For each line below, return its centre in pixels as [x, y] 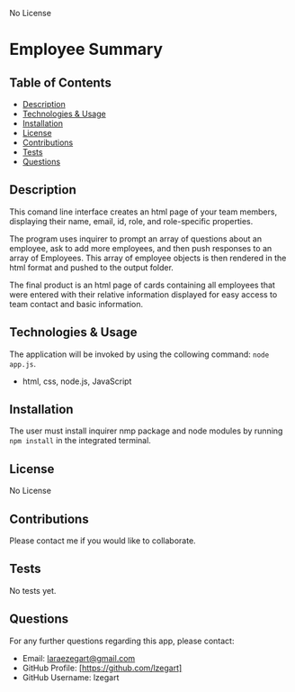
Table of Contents [61, 82]
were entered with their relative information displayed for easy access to [143, 294]
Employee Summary [86, 50]
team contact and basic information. [76, 304]
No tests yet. [33, 590]
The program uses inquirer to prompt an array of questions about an [136, 239]
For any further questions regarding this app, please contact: [122, 641]
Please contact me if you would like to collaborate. [103, 541]
